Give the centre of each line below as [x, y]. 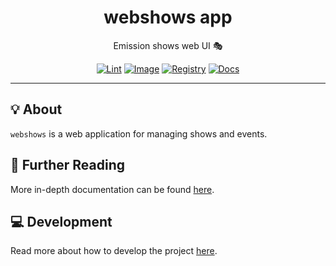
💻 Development [61, 221]
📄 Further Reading [67, 165]
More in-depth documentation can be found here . [112, 189]
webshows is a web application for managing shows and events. [139, 133]
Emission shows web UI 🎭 [168, 45]
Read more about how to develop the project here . [114, 251]
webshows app [168, 17]
